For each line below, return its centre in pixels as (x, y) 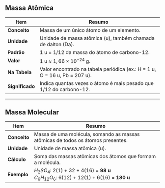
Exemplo (18, 175)
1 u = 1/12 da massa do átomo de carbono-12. (95, 52)
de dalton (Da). (57, 44)
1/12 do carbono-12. (65, 89)
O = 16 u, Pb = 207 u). (66, 76)
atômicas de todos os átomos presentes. (81, 140)
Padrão (16, 52)
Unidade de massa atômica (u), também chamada (97, 38)
